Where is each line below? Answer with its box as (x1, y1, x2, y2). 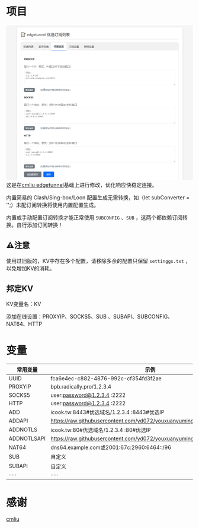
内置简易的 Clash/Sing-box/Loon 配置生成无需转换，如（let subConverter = (6, 193, 190, 201)
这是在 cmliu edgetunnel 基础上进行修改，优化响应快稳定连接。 (6, 181, 158, 188)
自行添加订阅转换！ (16, 221, 63, 228)
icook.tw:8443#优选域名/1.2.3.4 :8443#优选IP (50, 409, 165, 416)
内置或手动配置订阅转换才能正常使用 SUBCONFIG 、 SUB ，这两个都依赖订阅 (6, 214, 182, 221)
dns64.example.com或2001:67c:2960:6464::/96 (50, 444, 172, 451)
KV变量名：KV (6, 300, 41, 308)
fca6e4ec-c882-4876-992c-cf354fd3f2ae (50, 375, 162, 382)
